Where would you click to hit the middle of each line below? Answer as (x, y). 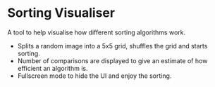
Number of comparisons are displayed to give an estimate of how (112, 60)
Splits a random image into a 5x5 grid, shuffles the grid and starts (112, 46)
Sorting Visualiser (61, 13)
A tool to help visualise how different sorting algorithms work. (96, 32)
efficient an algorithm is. (53, 68)
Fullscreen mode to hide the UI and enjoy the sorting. (94, 76)
